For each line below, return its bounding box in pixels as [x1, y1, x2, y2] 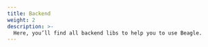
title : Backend [7, 10, 51, 17]
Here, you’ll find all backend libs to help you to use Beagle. [13, 29, 202, 37]
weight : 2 [7, 17, 36, 23]
